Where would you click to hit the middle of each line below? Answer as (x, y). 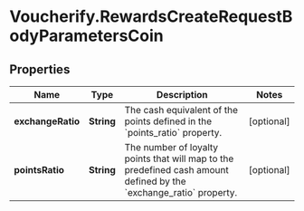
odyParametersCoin (87, 36)
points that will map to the (179, 158)
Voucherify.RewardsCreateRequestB (151, 17)
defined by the (156, 181)
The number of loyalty (171, 147)
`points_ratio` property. (173, 133)
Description (182, 95)
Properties (40, 69)
